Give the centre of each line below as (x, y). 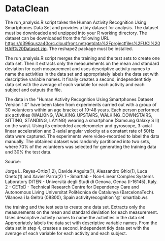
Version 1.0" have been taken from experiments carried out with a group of (81, 104)
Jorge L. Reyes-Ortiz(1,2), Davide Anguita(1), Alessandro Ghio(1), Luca (76, 171)
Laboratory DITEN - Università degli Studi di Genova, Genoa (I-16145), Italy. (82, 182)
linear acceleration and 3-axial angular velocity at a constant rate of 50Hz (80, 131)
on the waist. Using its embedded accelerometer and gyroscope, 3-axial (78, 125)
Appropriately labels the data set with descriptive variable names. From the (81, 223)
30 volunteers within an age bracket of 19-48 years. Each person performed (82, 110)
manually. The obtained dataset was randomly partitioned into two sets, (78, 141)
